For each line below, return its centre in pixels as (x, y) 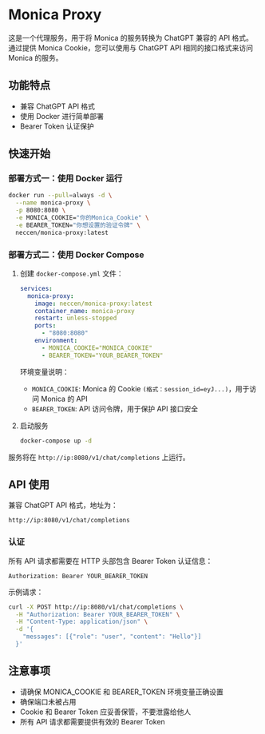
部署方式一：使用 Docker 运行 (65, 179)
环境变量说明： (44, 371)
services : (36, 288)
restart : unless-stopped (76, 318)
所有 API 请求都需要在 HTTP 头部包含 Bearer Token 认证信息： (111, 561)
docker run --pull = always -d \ (60, 196)
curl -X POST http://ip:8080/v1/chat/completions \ (96, 607)
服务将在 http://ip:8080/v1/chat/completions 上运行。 (99, 457)
